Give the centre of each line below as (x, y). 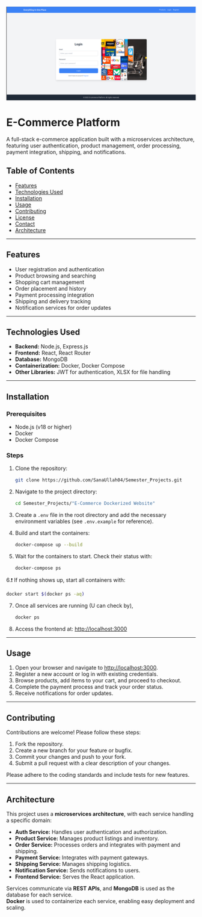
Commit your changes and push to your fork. (70, 757)
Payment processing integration (54, 295)
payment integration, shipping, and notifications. (66, 152)
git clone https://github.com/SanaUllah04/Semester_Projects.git (98, 480)
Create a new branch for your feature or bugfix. (74, 750)
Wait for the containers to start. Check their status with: (84, 557)
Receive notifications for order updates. (64, 693)
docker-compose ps (38, 568)
